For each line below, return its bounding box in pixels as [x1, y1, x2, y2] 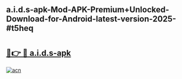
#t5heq [6, 23, 34, 33]
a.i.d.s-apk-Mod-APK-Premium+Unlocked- [6, 5, 170, 15]
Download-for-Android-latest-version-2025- [6, 14, 177, 24]
